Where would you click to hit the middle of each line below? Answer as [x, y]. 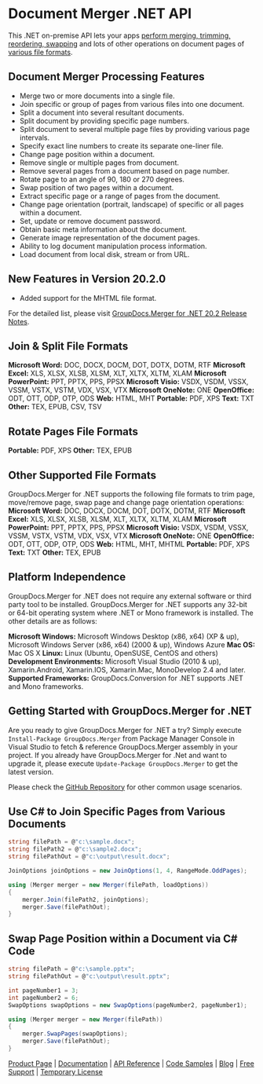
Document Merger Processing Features [106, 77]
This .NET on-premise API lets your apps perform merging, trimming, [120, 35]
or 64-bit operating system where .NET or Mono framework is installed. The [131, 613]
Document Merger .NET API [100, 14]
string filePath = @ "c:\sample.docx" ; [71, 842]
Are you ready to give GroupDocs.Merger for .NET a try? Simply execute [125, 730]
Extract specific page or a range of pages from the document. [120, 196]
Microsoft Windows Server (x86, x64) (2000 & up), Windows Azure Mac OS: [131, 644]
